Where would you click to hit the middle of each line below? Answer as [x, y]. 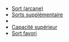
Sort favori [24, 33]
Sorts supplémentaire [37, 15]
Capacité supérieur [34, 27]
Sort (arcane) [27, 8]
